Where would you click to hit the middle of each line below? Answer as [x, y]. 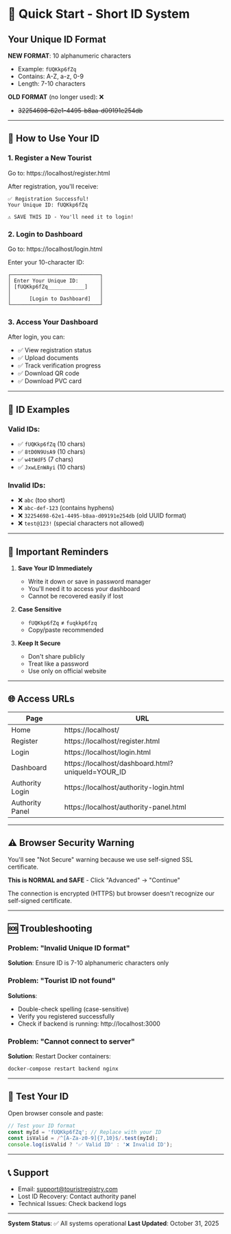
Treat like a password [58, 664]
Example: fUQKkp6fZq [47, 69]
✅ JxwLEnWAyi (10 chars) [51, 467]
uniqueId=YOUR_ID [95, 772]
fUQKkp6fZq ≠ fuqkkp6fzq [62, 622]
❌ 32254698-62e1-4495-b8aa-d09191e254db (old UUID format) [102, 516]
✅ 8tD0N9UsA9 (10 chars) [51, 451]
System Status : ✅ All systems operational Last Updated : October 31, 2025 [113, 1223]
